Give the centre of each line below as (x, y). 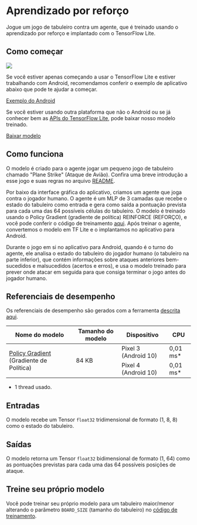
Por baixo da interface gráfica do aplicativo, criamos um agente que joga (94, 192)
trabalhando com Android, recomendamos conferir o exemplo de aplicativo (97, 83)
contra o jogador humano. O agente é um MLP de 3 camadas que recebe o (96, 198)
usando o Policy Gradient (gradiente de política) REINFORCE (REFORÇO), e (97, 217)
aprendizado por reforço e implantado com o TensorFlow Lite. (81, 33)
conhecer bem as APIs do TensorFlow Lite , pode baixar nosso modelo (91, 118)
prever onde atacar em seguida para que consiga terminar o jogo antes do (96, 272)
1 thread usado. (33, 387)
